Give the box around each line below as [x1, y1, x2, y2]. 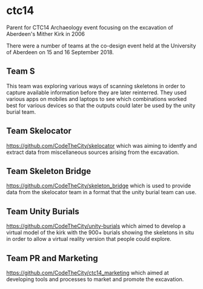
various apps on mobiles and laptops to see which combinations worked [6, 95, 187, 102]
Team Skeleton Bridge [6, 165, 92, 176]
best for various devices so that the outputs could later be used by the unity [6, 102, 196, 109]
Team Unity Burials [6, 206, 80, 217]
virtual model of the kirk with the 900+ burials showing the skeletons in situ [6, 229, 195, 236]
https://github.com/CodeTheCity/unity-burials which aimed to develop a [6, 223, 186, 230]
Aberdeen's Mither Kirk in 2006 [6, 30, 85, 37]
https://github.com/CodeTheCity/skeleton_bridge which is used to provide [6, 182, 191, 189]
